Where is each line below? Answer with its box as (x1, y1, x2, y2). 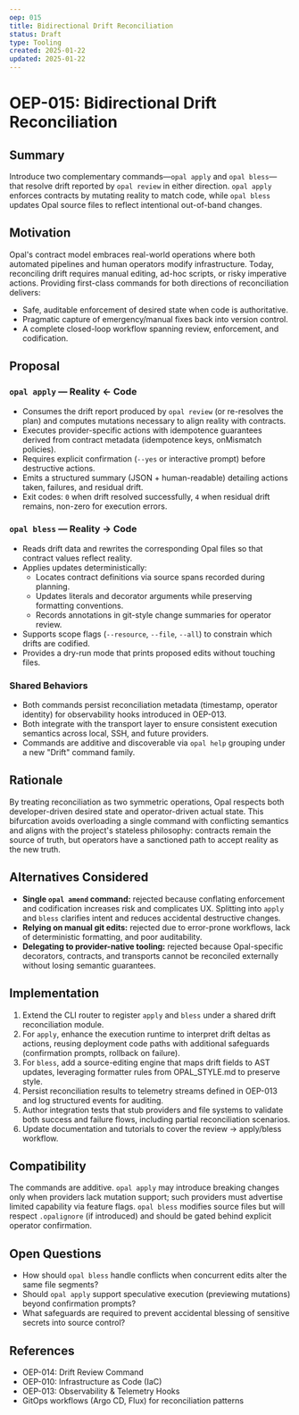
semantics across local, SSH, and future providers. (21, 728, 210, 739)
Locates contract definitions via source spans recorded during (35, 571, 265, 582)
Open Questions (9, 1246, 102, 1261)
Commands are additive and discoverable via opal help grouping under (21, 737, 286, 748)
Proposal (9, 359, 61, 374)
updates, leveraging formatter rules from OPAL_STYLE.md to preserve (21, 1066, 281, 1077)
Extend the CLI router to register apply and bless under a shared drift (21, 1010, 277, 1020)
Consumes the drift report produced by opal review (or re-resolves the (21, 405, 284, 416)
